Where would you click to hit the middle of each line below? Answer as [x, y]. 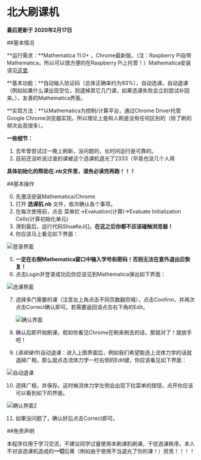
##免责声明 [21, 431]
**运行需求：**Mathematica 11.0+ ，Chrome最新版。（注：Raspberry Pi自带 [99, 55]
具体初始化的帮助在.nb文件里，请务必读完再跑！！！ [71, 171]
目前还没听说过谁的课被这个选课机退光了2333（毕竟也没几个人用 [95, 158]
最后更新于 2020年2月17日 [39, 30]
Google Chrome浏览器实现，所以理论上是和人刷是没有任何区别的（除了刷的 [99, 118]
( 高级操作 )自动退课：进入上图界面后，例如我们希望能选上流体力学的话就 [104, 352]
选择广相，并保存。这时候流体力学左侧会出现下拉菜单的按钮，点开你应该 [104, 385]
